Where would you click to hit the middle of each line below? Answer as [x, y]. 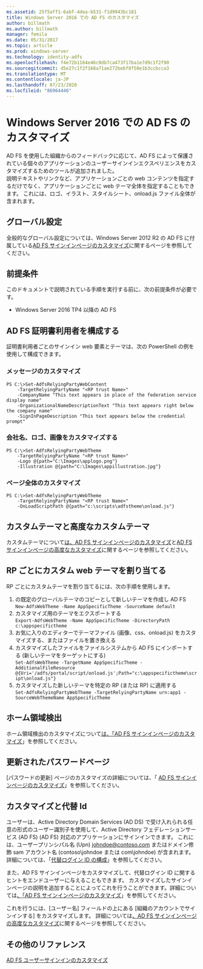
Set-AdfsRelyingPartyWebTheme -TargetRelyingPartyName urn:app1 [98, 692]
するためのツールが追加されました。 [72, 171]
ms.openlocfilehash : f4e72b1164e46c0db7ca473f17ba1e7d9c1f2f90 [88, 62]
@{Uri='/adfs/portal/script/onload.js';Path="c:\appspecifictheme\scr [106, 673]
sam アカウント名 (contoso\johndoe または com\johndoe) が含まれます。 [104, 852]
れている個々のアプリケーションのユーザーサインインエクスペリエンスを [96, 163]
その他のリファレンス [46, 944]
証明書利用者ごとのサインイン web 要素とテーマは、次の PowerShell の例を [100, 346]
